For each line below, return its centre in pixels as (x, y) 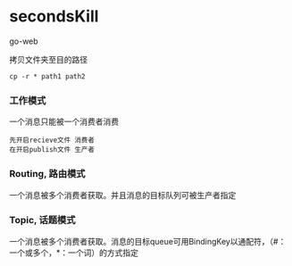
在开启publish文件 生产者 (52, 150)
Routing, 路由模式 (47, 174)
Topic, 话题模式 (42, 220)
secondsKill (54, 17)
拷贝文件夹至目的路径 (48, 59)
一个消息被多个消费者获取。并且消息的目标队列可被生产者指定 (123, 195)
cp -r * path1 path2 (48, 76)
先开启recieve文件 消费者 (52, 140)
